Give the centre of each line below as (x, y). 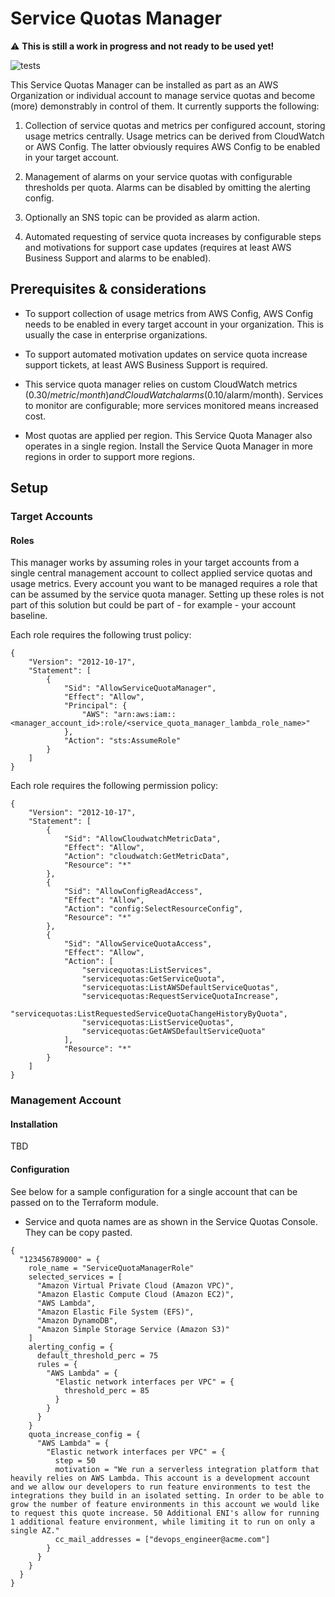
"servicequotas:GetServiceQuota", (153, 979)
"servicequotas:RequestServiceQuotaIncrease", (180, 997)
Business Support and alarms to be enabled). (118, 258)
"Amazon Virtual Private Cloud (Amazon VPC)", (135, 1285)
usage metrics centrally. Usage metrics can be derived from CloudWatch (174, 136)
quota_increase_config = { (84, 1434)
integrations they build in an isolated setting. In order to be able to (167, 1495)
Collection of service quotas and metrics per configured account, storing (175, 125)
